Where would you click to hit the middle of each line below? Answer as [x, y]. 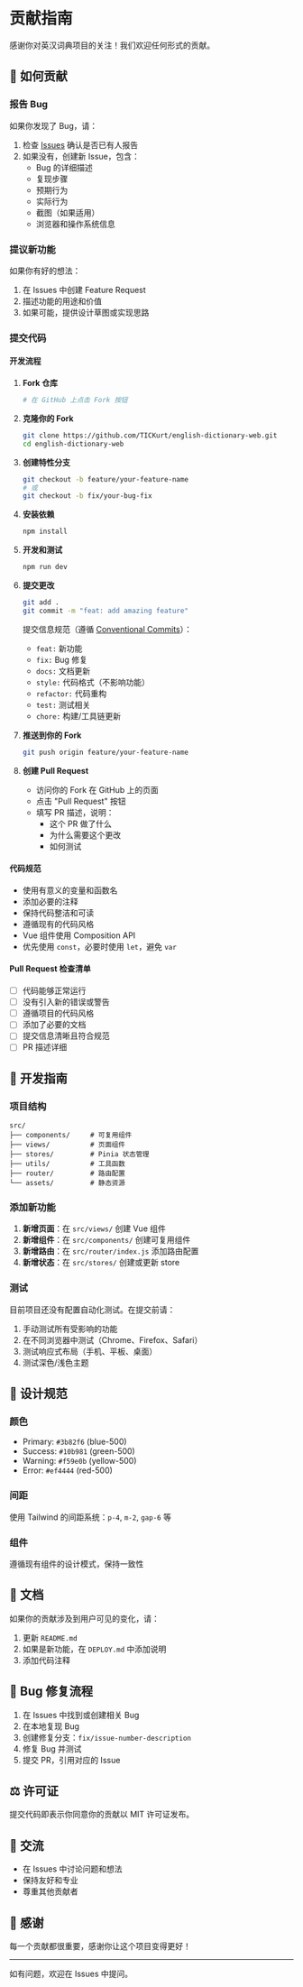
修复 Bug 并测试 [52, 1748]
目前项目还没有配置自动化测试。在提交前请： [92, 1310]
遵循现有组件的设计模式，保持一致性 [77, 1564]
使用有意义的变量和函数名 [70, 890]
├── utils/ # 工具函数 [68, 1164]
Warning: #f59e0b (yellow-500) [79, 1461]
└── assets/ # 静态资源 [68, 1183]
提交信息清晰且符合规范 [66, 1036]
